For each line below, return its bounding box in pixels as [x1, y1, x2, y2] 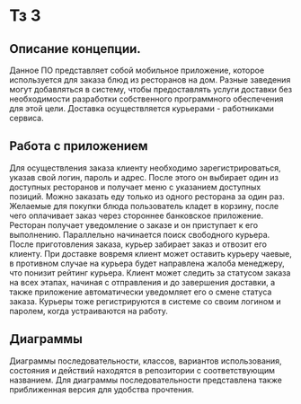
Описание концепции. [9, 41, 141, 57]
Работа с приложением [9, 138, 148, 154]
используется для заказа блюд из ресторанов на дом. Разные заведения [9, 75, 291, 85]
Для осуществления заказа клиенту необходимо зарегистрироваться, [9, 162, 281, 173]
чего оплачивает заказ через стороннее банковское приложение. [9, 210, 263, 221]
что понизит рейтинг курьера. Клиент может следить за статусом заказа [9, 267, 291, 278]
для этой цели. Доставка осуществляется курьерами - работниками [9, 103, 274, 113]
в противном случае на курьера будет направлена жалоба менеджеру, [9, 258, 285, 268]
